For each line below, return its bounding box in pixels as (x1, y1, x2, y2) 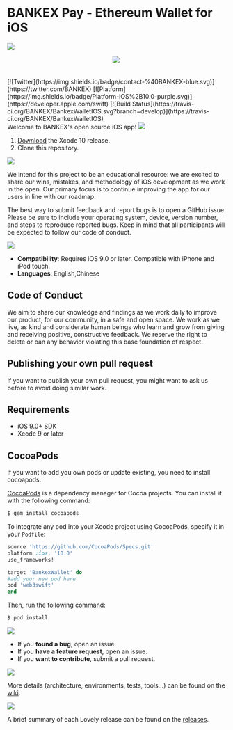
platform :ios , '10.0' (7, 550, 73, 557)
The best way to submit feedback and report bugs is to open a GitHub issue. (7, 205, 226, 214)
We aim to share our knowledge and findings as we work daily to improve (7, 308, 218, 316)
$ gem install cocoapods (7, 510, 79, 517)
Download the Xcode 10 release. (17, 136, 111, 144)
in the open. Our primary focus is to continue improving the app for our (7, 184, 211, 193)
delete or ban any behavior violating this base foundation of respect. (7, 338, 203, 346)
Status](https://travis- (131, 100, 195, 108)
